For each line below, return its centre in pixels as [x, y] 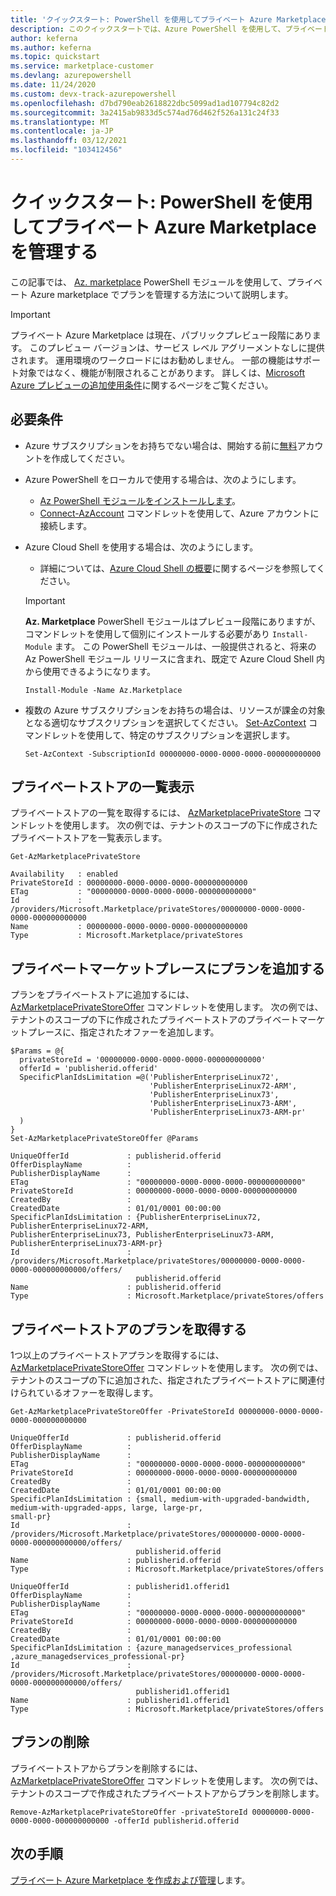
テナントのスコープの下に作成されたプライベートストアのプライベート [155, 1020]
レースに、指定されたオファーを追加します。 [128, 1032]
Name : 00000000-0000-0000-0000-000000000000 [129, 927]
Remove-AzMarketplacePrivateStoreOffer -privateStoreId [129, 1812]
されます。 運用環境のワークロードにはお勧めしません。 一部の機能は [152, 360]
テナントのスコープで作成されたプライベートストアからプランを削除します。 [167, 1793]
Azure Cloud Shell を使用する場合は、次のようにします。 [141, 547]
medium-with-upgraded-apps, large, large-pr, [106, 1508]
